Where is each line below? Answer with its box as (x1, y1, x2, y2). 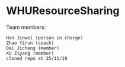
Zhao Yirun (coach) (6, 40, 55, 46)
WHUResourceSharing (6, 4, 120, 18)
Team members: (6, 24, 46, 31)
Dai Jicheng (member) (6, 45, 60, 51)
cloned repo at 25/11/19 (6, 55, 68, 61)
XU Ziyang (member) (6, 50, 55, 56)
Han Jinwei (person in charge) (6, 35, 84, 41)
